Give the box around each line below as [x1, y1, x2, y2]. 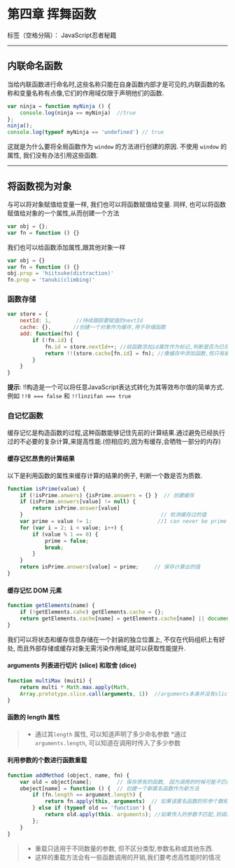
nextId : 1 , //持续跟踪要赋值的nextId [20, 317, 143, 325]
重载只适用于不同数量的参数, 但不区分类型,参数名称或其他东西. [34, 844, 214, 853]
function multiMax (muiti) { [7, 677, 92, 684]
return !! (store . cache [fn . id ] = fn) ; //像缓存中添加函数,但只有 [44, 350, 225, 357]
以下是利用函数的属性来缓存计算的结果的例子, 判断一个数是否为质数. [7, 471, 203, 480]
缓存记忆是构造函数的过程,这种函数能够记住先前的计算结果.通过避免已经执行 [7, 428, 226, 437]
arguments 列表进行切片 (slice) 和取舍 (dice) [7, 661, 137, 670]
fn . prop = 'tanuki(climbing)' [7, 276, 96, 284]
